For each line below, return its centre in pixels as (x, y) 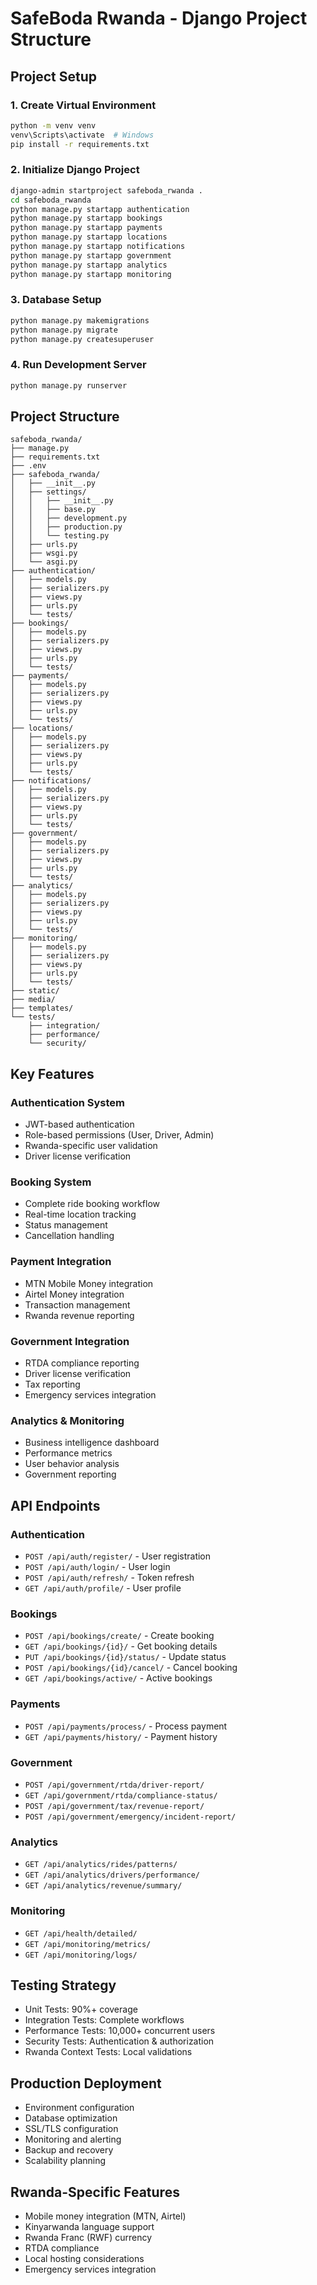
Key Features (52, 1073)
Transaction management (77, 1304)
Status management (66, 1225)
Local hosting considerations (84, 2258)
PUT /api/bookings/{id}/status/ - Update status (125, 1657)
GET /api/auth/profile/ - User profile (103, 1588)
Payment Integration (61, 1262)
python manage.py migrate (64, 330)
